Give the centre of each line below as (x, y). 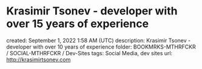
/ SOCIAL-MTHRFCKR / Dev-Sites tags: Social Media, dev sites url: (89, 53)
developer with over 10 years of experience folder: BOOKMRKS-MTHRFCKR (101, 47)
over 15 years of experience (78, 24)
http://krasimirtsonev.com (39, 59)
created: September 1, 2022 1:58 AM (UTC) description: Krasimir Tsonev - (99, 40)
